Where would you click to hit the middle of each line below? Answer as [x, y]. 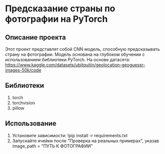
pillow [18, 108]
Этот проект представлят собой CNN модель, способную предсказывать [82, 49]
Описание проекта [35, 37]
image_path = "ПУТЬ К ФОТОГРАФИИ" [52, 146]
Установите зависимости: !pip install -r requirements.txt [70, 135]
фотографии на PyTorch [56, 19]
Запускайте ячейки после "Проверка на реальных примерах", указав [85, 141]
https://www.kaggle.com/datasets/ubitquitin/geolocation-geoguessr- [75, 65]
